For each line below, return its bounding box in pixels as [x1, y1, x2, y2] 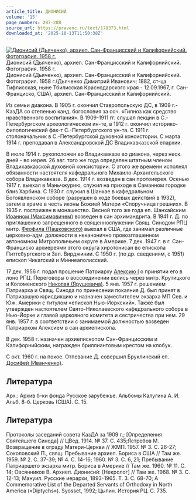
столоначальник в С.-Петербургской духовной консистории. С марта [6, 133, 181, 140]
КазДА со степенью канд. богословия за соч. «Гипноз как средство [6, 108, 177, 115]
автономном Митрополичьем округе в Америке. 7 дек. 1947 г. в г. [6, 238, 171, 245]
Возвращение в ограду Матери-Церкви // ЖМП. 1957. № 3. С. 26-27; [6, 443, 177, 450]
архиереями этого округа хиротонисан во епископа [35, 244, 166, 251]
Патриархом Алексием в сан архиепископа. [6, 324, 117, 331]
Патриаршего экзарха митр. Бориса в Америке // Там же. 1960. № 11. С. [6, 462, 186, 469]
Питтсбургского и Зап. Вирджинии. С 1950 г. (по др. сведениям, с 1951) [6, 250, 184, 257]
